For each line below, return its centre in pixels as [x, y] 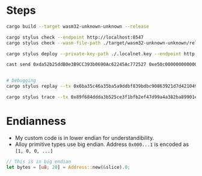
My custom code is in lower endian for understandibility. [84, 138]
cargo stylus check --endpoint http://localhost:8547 [75, 37]
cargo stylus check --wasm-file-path [54, 43]
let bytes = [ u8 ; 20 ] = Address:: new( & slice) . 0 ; [68, 167]
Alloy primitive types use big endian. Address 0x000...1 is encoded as [102, 144]
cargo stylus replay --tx [38, 86]
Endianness [36, 121]
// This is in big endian [38, 162]
